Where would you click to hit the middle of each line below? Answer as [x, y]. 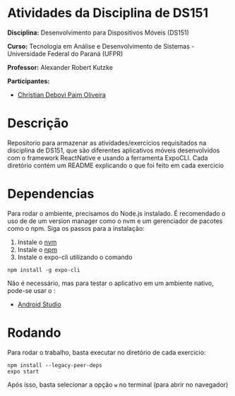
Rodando [34, 332]
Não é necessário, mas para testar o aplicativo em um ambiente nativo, [110, 283]
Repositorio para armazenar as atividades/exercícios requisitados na [107, 143]
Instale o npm [37, 249]
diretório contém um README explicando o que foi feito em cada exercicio [116, 165]
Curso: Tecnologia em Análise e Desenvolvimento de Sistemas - [101, 46]
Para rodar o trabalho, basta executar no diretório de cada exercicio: [107, 352]
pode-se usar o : [31, 290]
